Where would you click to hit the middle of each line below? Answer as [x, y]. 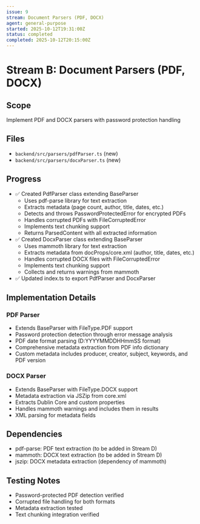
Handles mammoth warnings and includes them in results [87, 408]
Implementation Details [51, 298]
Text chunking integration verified [57, 515]
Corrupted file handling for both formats [65, 502]
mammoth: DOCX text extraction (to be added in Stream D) [88, 455]
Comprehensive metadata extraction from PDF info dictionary [92, 348]
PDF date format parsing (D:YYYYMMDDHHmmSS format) [88, 341]
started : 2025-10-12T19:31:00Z [46, 29]
